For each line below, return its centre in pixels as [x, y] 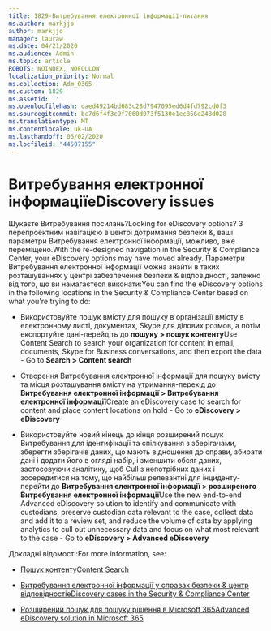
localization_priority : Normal [61, 76]
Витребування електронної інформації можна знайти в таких [114, 267]
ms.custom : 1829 [36, 91]
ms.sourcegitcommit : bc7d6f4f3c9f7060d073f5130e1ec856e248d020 [118, 114]
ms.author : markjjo [41, 24]
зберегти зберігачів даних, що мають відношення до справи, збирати [141, 452]
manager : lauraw [36, 39]
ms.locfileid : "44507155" [52, 144]
